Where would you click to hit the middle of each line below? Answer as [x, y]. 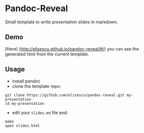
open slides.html [23, 126]
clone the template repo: [37, 86]
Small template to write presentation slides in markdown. [62, 22]
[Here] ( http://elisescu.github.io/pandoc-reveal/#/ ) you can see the [72, 49]
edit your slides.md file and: [40, 113]
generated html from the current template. [47, 54]
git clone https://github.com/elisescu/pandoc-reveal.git [65, 95]
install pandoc [26, 81]
